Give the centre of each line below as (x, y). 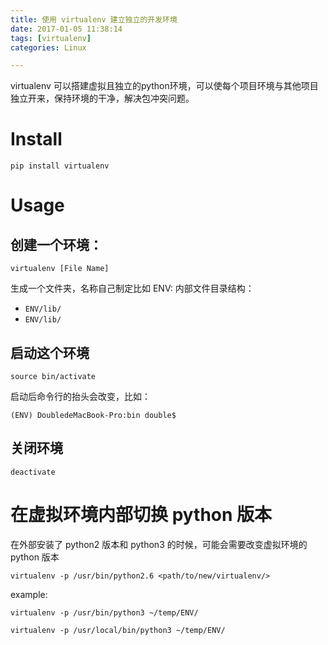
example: (29, 594)
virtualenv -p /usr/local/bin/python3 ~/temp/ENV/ (118, 630)
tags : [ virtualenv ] (51, 38)
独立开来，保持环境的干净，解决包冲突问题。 (102, 98)
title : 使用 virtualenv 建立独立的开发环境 (94, 19)
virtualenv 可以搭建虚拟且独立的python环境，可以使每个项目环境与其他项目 (164, 86)
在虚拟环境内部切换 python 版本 (141, 515)
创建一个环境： (56, 244)
